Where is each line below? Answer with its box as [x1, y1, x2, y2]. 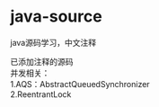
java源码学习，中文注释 [10, 37, 97, 48]
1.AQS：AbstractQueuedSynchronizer [10, 78, 151, 89]
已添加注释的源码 [10, 56, 74, 67]
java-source [10, 6, 102, 27]
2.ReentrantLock [10, 88, 72, 100]
